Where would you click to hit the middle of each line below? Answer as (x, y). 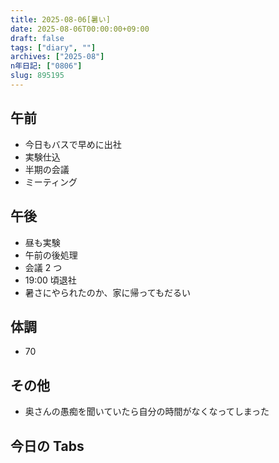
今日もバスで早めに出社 (73, 144)
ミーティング (51, 182)
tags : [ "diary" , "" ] (53, 47)
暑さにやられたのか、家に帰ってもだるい (108, 292)
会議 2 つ (43, 267)
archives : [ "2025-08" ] (57, 57)
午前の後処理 (51, 255)
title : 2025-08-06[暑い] (60, 19)
